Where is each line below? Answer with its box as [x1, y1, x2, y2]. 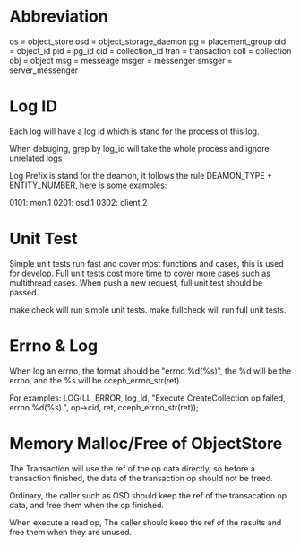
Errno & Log [9, 336, 99, 356]
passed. [9, 286, 39, 297]
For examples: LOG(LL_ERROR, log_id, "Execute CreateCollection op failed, [9, 392, 286, 403]
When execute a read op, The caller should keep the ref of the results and [9, 516, 282, 527]
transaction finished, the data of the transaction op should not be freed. [9, 472, 273, 483]
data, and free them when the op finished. [9, 499, 164, 510]
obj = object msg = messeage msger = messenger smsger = [9, 55, 233, 66]
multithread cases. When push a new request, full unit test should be [9, 277, 263, 288]
